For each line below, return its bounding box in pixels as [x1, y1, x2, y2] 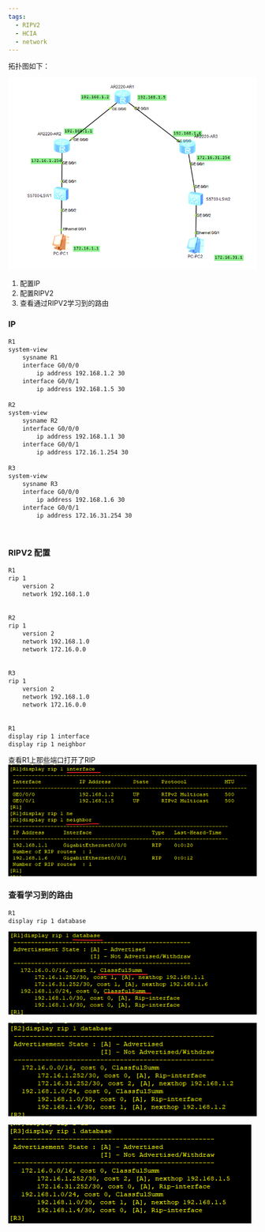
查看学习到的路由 [8, 890, 73, 901]
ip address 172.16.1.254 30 [36, 448, 129, 456]
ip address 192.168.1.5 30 [36, 385, 125, 393]
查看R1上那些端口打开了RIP [8, 755, 96, 764]
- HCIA [15, 29, 37, 37]
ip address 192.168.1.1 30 [36, 432, 125, 440]
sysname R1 [22, 353, 58, 361]
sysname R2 [22, 416, 58, 424]
